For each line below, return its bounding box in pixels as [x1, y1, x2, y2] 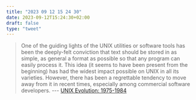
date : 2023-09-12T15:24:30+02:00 [6, 14, 90, 20]
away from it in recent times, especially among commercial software [20, 81, 191, 88]
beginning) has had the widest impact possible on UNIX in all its [20, 67, 179, 75]
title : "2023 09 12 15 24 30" [6, 8, 82, 15]
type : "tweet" [6, 25, 42, 32]
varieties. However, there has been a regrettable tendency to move [20, 74, 186, 81]
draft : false [6, 20, 39, 26]
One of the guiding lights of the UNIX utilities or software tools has [20, 42, 185, 49]
